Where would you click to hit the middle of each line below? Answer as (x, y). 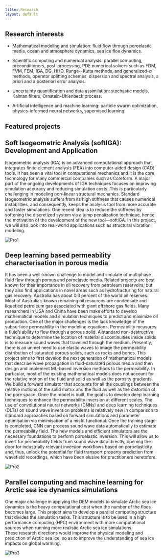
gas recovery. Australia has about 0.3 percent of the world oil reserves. (77, 295)
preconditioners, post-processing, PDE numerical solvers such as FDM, (84, 66)
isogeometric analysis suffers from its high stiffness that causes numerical (80, 199)
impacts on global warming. (33, 543)
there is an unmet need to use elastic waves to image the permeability (76, 348)
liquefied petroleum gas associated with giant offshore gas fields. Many (77, 306)
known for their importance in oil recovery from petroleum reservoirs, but (79, 285)
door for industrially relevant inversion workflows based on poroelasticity (79, 447)
